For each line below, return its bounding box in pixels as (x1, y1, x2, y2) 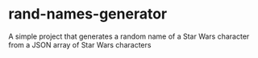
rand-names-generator (8, 5, 168, 23)
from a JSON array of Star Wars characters (8, 39, 152, 49)
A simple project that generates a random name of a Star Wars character (8, 31, 250, 41)
